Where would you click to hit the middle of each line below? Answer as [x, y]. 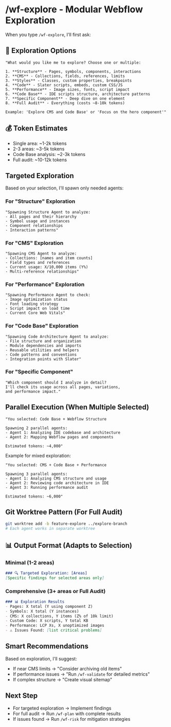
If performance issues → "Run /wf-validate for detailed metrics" [81, 674]
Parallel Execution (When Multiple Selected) [77, 407]
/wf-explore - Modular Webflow [74, 9]
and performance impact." [33, 391]
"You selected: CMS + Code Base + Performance [56, 465]
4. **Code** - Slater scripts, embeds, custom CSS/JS [64, 85]
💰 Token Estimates [36, 129]
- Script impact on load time [38, 309]
